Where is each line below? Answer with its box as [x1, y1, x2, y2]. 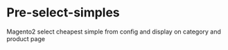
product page [6, 34, 46, 42]
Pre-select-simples [6, 5, 121, 21]
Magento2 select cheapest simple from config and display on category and [6, 27, 221, 36]
